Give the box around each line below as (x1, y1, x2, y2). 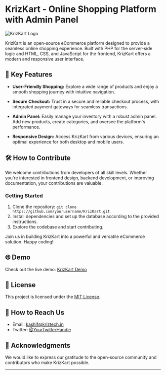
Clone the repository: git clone (12, 204, 77, 210)
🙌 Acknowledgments (5, 341, 71, 350)
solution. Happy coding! (5, 238, 54, 244)
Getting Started (5, 192, 43, 199)
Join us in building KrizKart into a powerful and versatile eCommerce (5, 233, 145, 239)
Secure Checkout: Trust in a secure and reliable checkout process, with (12, 98, 160, 104)
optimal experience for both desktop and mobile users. (12, 139, 124, 145)
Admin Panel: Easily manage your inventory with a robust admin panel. (12, 113, 157, 119)
